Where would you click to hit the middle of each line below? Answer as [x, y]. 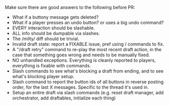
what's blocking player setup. [43, 76]
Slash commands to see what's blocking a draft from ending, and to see [88, 71]
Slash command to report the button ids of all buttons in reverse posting [88, 82]
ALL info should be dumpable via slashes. [56, 33]
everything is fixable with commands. [52, 66]
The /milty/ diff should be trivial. [46, 39]
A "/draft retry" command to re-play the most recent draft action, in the [87, 49]
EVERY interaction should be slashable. [53, 28]
